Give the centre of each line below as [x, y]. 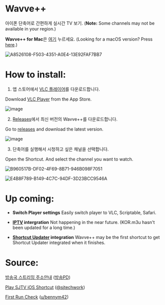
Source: [22, 262]
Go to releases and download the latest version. [54, 129]
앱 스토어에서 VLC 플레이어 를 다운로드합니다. [56, 89]
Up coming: [30, 199]
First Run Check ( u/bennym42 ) [37, 297]
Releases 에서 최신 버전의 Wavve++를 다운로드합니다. [65, 119]
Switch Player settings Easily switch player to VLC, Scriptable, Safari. [84, 212]
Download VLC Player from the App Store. [48, 99]
